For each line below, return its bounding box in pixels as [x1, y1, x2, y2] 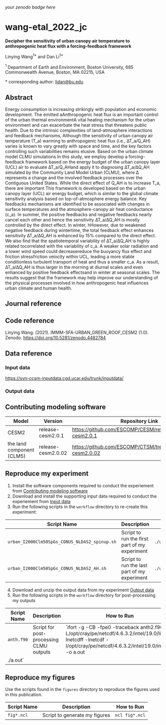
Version [43, 417, 63, 424]
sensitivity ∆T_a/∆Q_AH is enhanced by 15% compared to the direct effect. [5, 233, 157, 239]
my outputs [12, 597, 36, 603]
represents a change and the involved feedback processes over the [5, 175, 143, 181]
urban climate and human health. [5, 285, 73, 291]
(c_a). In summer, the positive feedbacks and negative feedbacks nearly [5, 211, 152, 217]
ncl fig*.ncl [115, 713, 146, 718]
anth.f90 [7, 636, 28, 642]
